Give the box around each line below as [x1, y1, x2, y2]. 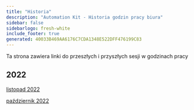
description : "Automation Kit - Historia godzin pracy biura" [6, 14, 163, 20]
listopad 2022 [6, 86, 40, 93]
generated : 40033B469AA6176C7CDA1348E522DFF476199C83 [6, 36, 142, 42]
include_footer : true [6, 31, 60, 37]
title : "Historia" [6, 8, 52, 15]
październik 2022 [6, 97, 49, 104]
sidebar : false [6, 20, 44, 26]
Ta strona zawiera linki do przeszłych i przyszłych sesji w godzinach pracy [6, 53, 189, 59]
